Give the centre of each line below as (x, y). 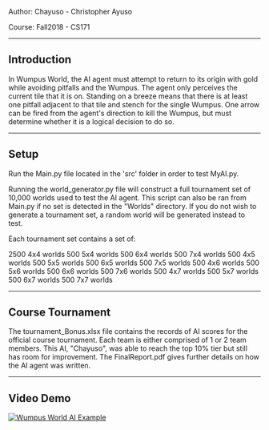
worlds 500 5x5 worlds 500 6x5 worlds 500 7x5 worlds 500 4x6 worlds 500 (134, 263)
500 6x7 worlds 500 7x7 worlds (61, 279)
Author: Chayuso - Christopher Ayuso (70, 12)
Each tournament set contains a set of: (72, 239)
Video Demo (40, 398)
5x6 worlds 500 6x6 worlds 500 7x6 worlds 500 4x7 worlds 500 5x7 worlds (133, 271)
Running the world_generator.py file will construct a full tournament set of (129, 189)
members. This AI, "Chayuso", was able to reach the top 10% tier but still (128, 348)
